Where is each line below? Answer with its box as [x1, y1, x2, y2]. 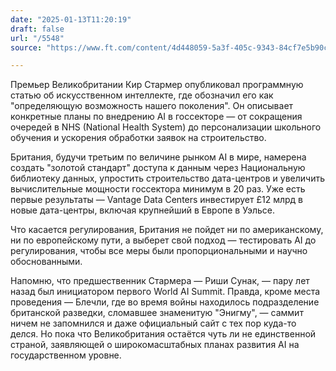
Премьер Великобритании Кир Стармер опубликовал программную [10, 79, 304, 91]
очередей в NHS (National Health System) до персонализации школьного [10, 121, 322, 133]
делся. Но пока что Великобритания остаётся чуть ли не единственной [10, 328, 317, 340]
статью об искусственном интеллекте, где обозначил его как [10, 89, 274, 101]
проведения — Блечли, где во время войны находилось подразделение [10, 296, 320, 308]
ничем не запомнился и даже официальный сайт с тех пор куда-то [10, 317, 297, 330]
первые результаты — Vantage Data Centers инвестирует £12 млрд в [10, 194, 304, 206]
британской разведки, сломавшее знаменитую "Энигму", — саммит [10, 307, 304, 319]
